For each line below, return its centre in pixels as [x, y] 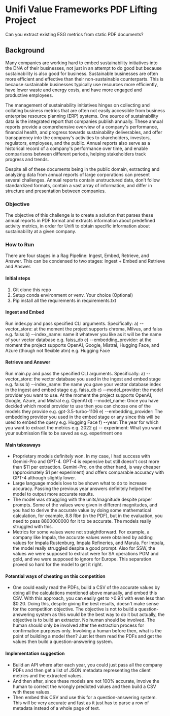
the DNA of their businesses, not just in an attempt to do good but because [84, 68]
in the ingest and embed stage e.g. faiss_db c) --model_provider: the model [84, 390]
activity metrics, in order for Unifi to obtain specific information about [78, 226]
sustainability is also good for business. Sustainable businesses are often [82, 73]
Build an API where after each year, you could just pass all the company [88, 664]
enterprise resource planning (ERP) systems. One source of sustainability [82, 116]
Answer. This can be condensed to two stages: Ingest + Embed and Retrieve [85, 261]
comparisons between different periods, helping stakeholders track [76, 154]
